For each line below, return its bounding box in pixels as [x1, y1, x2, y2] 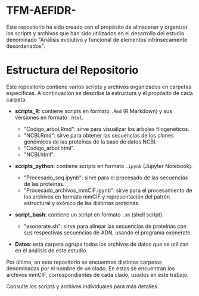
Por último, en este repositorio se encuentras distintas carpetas [6, 258, 162, 266]
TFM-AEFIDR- [6, 4, 76, 17]
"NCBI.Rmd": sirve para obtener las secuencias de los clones [23, 132, 174, 139]
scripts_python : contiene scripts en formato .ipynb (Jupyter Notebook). [14, 162, 193, 169]
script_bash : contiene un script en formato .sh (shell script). [14, 210, 164, 218]
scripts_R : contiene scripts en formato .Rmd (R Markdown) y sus [14, 107, 173, 114]
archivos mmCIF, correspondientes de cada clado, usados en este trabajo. [6, 271, 189, 278]
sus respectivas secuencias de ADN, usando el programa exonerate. [23, 228, 192, 236]
